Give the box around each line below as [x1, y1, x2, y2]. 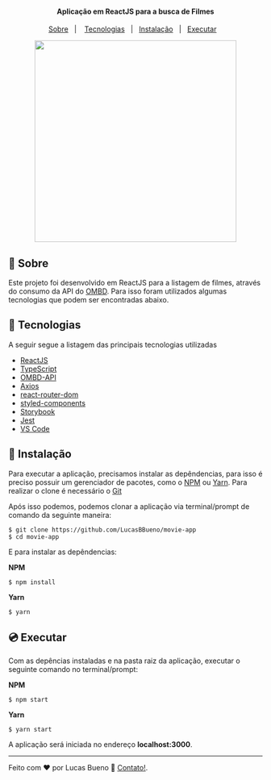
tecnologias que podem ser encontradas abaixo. [8, 295, 169, 305]
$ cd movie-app [8, 532, 60, 540]
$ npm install [8, 578, 56, 586]
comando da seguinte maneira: [8, 510, 111, 519]
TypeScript [19, 364, 57, 373]
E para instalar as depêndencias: [8, 547, 117, 557]
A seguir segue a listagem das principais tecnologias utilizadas [8, 340, 218, 349]
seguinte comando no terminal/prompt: [8, 665, 139, 674]
